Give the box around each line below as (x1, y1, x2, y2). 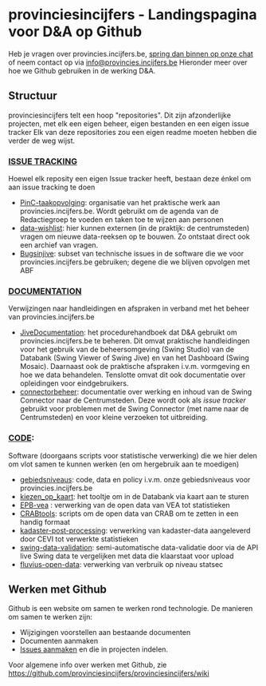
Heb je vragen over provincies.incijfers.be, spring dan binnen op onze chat (8, 49, 253, 58)
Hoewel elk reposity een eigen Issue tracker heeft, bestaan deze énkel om (8, 174, 252, 184)
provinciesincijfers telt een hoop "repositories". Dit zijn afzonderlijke (8, 110, 231, 120)
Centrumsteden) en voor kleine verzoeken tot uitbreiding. (19, 413, 209, 422)
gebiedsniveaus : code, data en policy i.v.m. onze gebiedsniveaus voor (19, 474, 251, 484)
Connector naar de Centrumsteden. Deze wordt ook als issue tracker (19, 395, 247, 405)
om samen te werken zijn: (8, 613, 93, 622)
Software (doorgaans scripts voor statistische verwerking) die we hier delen (8, 450, 257, 460)
